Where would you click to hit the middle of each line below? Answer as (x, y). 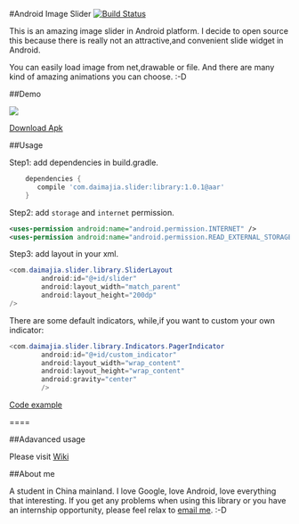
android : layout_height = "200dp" (99, 295)
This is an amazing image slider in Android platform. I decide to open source (149, 31)
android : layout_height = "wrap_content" (113, 371)
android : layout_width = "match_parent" (111, 287)
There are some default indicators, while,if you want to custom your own (142, 320)
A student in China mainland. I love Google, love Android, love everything (143, 491)
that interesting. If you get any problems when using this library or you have (148, 500)
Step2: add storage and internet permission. (92, 212)
